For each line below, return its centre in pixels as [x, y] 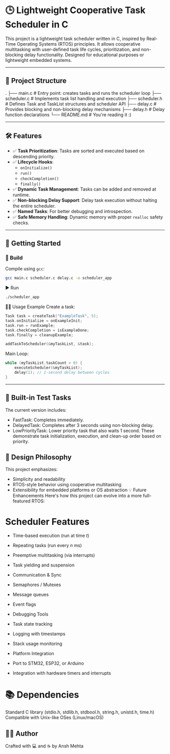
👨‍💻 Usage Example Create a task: [40, 307]
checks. [21, 223]
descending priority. [33, 156]
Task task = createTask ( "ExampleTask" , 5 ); [52, 316]
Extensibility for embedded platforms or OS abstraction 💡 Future [79, 490]
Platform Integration [33, 654]
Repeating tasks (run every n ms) [47, 546]
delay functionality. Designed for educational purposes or [84, 55]
